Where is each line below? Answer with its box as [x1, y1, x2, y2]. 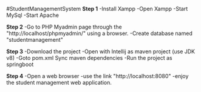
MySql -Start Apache [6, 11, 60, 19]
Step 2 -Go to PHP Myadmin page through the [6, 24, 123, 30]
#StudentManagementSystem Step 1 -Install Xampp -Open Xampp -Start [6, 5, 188, 12]
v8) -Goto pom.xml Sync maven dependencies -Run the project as [6, 54, 172, 61]
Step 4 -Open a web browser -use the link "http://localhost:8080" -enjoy [6, 73, 189, 79]
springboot [6, 61, 34, 68]
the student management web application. [6, 79, 112, 86]
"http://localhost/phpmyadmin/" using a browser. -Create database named [6, 30, 192, 37]
